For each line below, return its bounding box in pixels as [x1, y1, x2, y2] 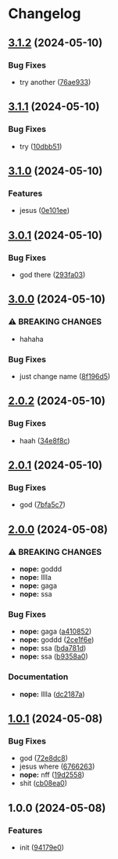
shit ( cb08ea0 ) [19, 779, 68, 788]
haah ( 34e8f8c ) [19, 435, 70, 445]
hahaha [19, 334, 45, 343]
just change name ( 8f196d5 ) [19, 371, 111, 381]
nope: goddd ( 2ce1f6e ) [19, 635, 95, 644]
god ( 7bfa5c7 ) [19, 500, 66, 509]
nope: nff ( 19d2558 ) [19, 770, 84, 780]
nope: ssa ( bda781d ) [19, 644, 87, 653]
